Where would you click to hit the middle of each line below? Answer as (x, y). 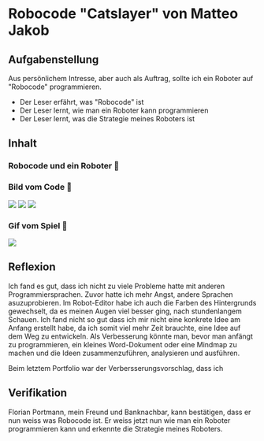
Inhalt (22, 144)
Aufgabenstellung (54, 59)
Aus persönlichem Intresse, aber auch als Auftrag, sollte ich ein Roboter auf (131, 78)
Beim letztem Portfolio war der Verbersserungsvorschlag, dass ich (116, 368)
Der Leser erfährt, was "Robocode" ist (82, 102)
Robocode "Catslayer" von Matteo (123, 14)
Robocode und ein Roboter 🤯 (64, 166)
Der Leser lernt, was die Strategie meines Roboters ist (107, 119)
